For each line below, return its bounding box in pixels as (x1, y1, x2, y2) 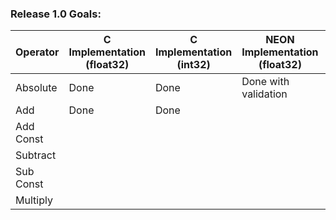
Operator (15, 45, 60, 59)
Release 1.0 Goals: (10, 7, 102, 21)
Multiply (15, 193, 53, 207)
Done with (241, 75, 290, 89)
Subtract (15, 148, 57, 162)
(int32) (176, 58, 211, 72)
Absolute (15, 81, 58, 95)
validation (241, 87, 288, 101)
